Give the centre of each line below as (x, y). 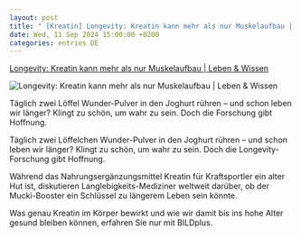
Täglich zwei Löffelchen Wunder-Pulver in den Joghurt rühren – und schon (148, 140)
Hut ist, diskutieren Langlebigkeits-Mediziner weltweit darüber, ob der (139, 187)
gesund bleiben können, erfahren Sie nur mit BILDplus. (111, 223)
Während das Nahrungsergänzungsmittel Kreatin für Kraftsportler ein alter (147, 177)
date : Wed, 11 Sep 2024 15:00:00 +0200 (85, 34)
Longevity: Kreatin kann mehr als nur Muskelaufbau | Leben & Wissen (139, 68)
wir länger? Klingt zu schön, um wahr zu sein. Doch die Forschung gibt (141, 113)
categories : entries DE (54, 43)
